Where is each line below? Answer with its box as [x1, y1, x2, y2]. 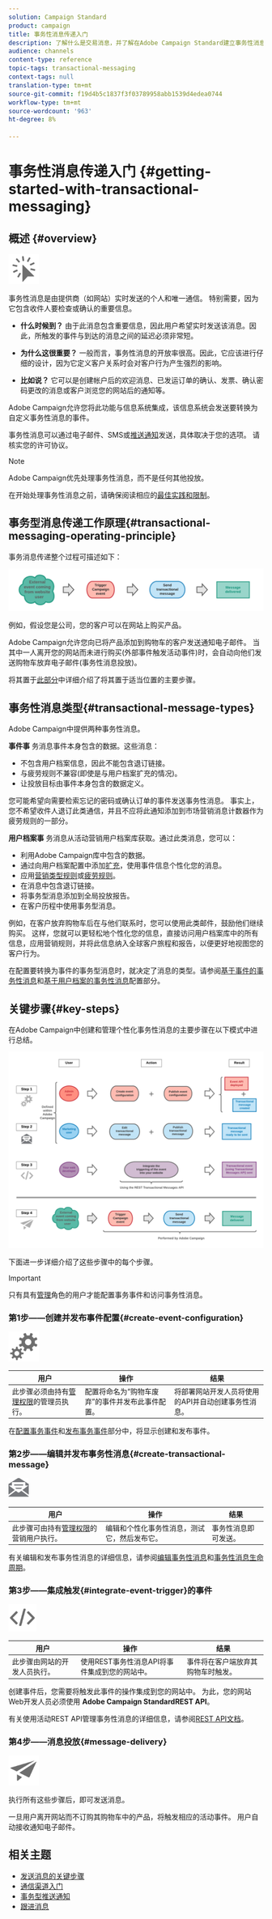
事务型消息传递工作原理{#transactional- [8, 516, 211, 530]
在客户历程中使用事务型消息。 [19, 901, 120, 911]
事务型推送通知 [19, 1891, 70, 1901]
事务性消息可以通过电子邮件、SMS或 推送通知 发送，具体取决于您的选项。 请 [8, 430, 261, 439]
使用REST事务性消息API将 [80, 1657, 168, 1666]
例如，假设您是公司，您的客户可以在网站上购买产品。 [8, 620, 186, 630]
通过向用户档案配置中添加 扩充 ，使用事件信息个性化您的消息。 [19, 860, 227, 870]
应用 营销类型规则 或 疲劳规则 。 [19, 871, 120, 881]
